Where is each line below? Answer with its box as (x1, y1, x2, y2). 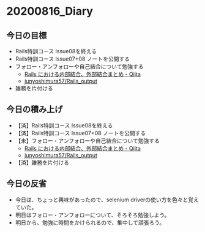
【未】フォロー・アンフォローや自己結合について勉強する (15, 137, 160, 144)
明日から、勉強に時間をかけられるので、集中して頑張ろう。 (15, 219, 165, 226)
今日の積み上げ (6, 104, 63, 114)
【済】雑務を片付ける (15, 159, 69, 166)
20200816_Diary (6, 4, 94, 18)
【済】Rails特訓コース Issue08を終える (15, 121, 113, 129)
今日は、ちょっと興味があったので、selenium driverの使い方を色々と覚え (15, 196, 199, 203)
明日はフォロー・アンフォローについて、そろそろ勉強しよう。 (15, 211, 170, 219)
